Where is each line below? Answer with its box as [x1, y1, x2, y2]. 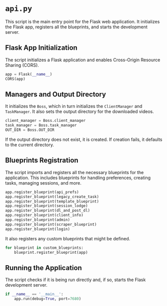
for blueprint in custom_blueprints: [5, 245, 84, 250]
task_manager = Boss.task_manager [5, 123, 77, 128]
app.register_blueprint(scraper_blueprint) [5, 222, 97, 227]
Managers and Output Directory [5, 90, 106, 99]
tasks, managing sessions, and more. [5, 180, 82, 186]
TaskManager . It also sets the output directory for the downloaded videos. [5, 108, 154, 114]
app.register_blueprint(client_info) [5, 213, 84, 218]
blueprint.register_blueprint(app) [14, 250, 88, 255]
